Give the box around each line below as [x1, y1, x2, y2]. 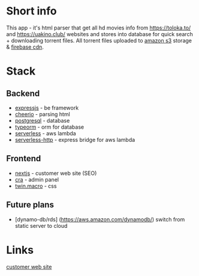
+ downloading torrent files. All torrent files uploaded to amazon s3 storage [6, 37, 192, 44]
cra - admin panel [14, 176, 59, 183]
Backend [6, 88, 40, 99]
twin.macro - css [14, 182, 57, 189]
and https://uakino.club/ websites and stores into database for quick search [6, 30, 193, 37]
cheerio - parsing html [14, 110, 70, 118]
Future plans [6, 200, 54, 210]
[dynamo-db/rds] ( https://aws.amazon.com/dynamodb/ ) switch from [14, 215, 185, 223]
